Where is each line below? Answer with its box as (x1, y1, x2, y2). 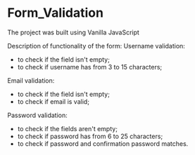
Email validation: (7, 76, 55, 85)
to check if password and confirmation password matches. (17, 139, 189, 148)
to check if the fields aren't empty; (17, 124, 118, 133)
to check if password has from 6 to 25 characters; (17, 132, 163, 140)
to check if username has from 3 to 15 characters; (17, 62, 163, 71)
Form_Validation (7, 5, 104, 21)
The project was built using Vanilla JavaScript (7, 28, 139, 36)
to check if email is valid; (17, 97, 90, 106)
